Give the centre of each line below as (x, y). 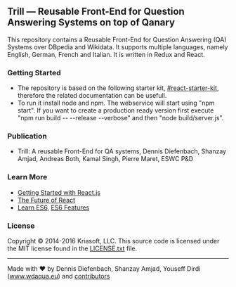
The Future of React (46, 200)
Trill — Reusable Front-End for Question (96, 12)
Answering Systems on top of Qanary (91, 23)
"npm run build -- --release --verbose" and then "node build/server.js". (120, 118)
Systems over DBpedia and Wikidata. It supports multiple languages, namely (118, 47)
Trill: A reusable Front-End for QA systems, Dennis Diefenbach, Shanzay (122, 151)
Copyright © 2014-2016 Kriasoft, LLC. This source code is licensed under (113, 241)
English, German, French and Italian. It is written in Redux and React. (106, 54)
